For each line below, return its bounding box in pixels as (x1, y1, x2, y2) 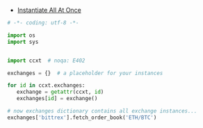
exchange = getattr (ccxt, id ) (16, 88, 104, 96)
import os (7, 31, 36, 39)
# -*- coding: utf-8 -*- (7, 19, 79, 26)
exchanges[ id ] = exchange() (16, 95, 98, 102)
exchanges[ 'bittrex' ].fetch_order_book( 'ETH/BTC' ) (7, 114, 157, 121)
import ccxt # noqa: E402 (7, 57, 86, 64)
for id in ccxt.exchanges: (7, 82, 86, 89)
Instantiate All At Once (17, 6, 81, 14)
